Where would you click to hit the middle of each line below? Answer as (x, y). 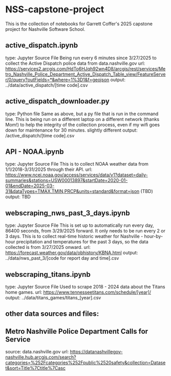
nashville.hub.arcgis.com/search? (41, 357)
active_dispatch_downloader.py (58, 101)
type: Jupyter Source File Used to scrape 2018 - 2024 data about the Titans (85, 287)
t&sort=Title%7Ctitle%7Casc (35, 368)
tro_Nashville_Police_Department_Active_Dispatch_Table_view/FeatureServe (85, 74)
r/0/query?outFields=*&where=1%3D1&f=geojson (57, 79)
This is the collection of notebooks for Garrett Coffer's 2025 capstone (79, 24)
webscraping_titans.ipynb (48, 274)
